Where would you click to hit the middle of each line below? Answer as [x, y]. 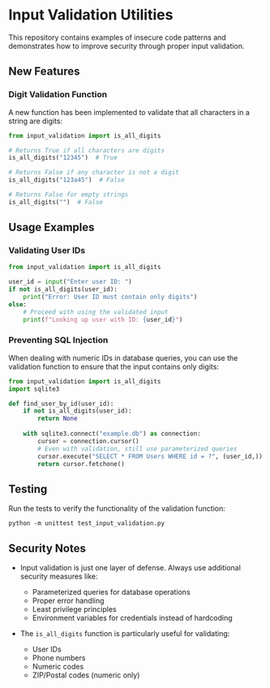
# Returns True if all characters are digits [86, 150]
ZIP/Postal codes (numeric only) [86, 675]
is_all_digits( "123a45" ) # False [67, 180]
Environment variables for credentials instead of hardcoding [132, 618]
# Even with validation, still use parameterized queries [137, 449]
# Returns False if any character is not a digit [94, 173]
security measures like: [59, 576]
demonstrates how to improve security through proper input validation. [126, 45]
